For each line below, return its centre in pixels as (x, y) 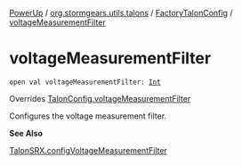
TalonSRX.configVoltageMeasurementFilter (88, 150)
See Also (26, 133)
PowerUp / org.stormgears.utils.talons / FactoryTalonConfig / (121, 13)
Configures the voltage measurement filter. (88, 116)
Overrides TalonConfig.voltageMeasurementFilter (100, 98)
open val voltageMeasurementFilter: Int (85, 82)
